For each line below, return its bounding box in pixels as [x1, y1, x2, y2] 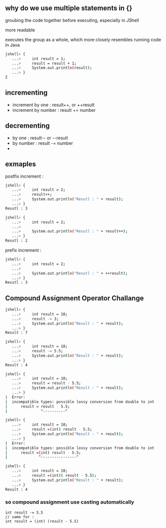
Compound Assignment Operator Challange [5, 294, 144, 302]
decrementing [5, 122, 50, 130]
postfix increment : [5, 173, 44, 179]
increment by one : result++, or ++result [12, 102, 95, 108]
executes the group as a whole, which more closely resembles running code [5, 36, 162, 42]
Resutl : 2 [5, 238, 28, 244]
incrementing [5, 88, 48, 97]
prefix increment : [5, 247, 42, 253]
